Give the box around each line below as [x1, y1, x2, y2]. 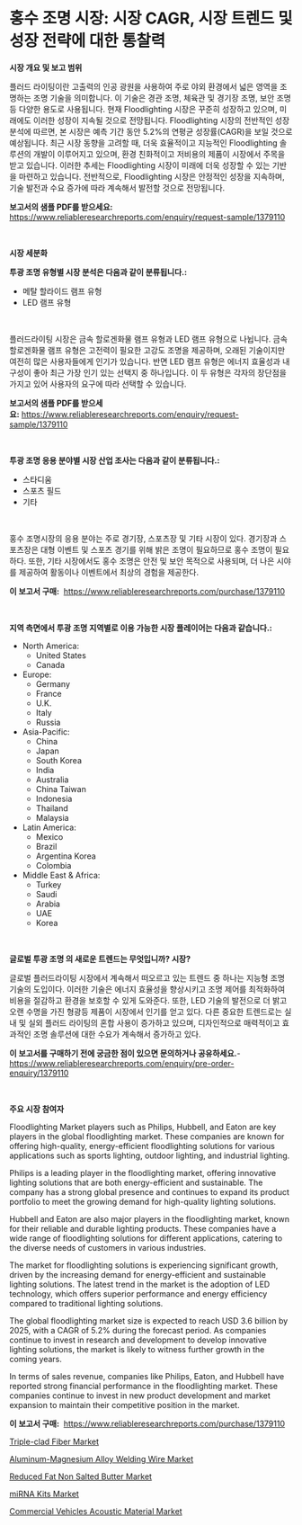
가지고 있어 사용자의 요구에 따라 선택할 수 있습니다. [9, 379, 187, 389]
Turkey [35, 878, 62, 890]
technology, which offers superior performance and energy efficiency [9, 1288, 268, 1299]
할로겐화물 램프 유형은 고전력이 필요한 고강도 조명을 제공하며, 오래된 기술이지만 [9, 344, 286, 355]
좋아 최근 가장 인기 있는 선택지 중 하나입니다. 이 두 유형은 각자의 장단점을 [32, 367, 288, 378]
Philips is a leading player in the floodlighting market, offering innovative [9, 1167, 277, 1178]
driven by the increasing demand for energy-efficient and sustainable [9, 1269, 267, 1280]
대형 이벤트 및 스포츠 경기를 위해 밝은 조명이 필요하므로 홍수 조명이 [40, 544, 273, 555]
